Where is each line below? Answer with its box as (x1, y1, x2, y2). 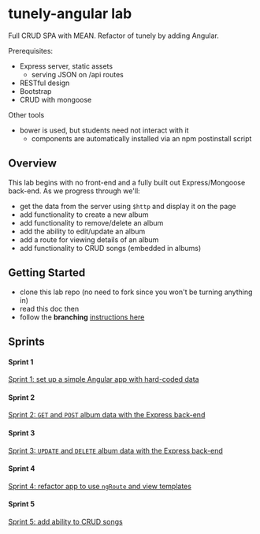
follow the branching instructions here (19, 312, 145, 322)
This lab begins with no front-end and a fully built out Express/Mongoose (8, 177, 246, 187)
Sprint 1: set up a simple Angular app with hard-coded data (8, 375, 199, 384)
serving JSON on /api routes (31, 69, 124, 79)
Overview (8, 157, 58, 170)
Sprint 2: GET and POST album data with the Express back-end (8, 410, 206, 420)
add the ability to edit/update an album (19, 226, 146, 236)
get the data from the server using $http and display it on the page (19, 201, 236, 211)
